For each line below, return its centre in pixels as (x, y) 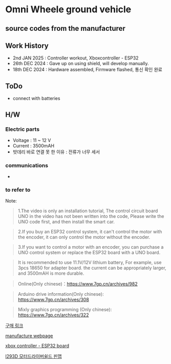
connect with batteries (36, 98)
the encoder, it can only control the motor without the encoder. (84, 237)
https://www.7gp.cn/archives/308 (54, 300)
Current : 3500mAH (34, 146)
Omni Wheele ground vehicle (68, 9)
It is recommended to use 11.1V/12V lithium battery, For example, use (90, 262)
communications (27, 165)
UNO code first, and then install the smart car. (66, 222)
